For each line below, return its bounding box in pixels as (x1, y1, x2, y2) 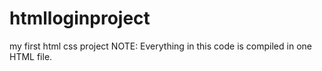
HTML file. (9, 50, 53, 62)
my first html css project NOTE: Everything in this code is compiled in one (9, 40, 312, 52)
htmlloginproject (9, 7, 151, 30)
